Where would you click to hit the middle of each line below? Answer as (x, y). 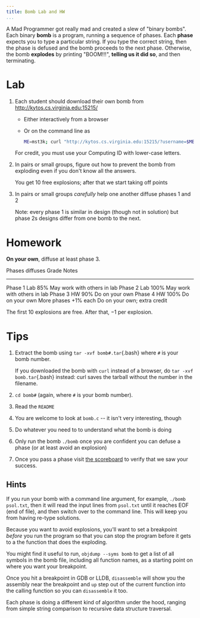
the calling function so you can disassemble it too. (67, 591)
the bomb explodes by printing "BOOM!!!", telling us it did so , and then (93, 54)
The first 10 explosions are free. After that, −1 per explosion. (79, 312)
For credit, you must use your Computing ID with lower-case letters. (98, 153)
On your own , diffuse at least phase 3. (53, 259)
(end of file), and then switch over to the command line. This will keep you (97, 512)
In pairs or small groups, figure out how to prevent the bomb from (95, 164)
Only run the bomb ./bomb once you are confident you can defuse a (98, 441)
